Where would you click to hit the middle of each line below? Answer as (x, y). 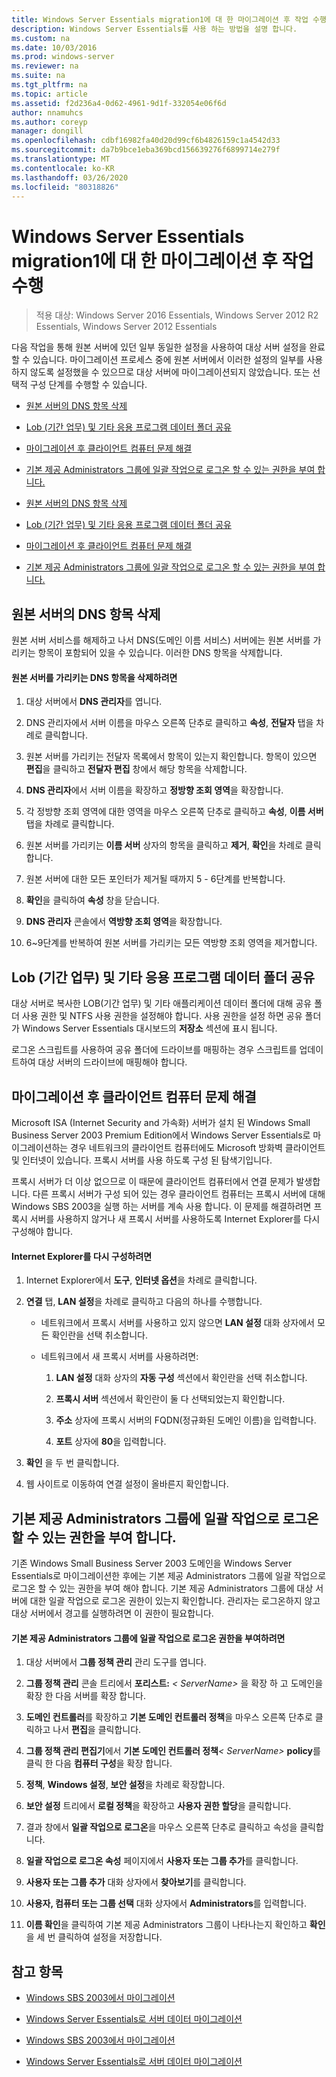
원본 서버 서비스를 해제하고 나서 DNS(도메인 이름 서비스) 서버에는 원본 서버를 (161, 640)
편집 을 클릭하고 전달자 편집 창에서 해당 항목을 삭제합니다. (136, 769)
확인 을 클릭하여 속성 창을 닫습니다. (92, 900)
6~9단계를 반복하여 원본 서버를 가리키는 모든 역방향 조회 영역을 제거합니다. (171, 943)
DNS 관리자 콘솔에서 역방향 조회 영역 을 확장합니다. (124, 922)
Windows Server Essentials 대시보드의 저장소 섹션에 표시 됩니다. (149, 1028)
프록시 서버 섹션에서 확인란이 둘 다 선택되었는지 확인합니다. (170, 1399)
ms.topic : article (49, 94)
